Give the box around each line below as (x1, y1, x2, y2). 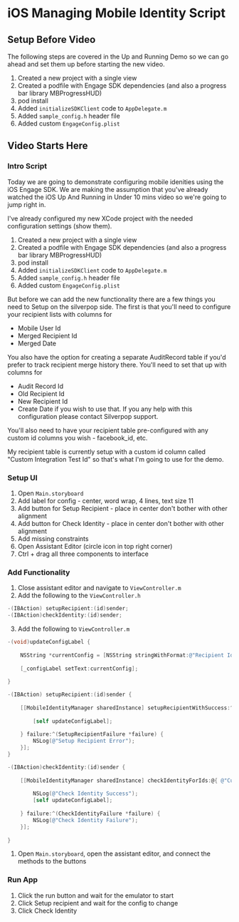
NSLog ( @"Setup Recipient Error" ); (33, 737, 135, 745)
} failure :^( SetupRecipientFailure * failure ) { (20, 731, 164, 738)
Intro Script (7, 161, 48, 171)
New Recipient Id (17, 397, 68, 405)
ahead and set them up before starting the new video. (7, 60, 165, 69)
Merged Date (17, 339, 57, 348)
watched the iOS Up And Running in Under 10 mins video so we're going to (7, 193, 227, 201)
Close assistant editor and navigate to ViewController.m (17, 584, 181, 592)
